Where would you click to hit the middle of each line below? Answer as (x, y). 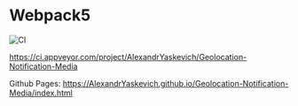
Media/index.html (41, 93)
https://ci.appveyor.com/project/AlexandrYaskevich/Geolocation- (128, 57)
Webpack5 (50, 15)
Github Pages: (35, 83)
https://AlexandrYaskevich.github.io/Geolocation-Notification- (176, 83)
